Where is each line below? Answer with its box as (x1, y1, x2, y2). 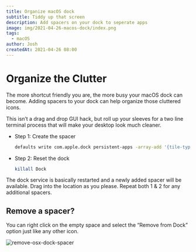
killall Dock (14, 166, 47, 172)
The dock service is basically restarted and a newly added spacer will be (6, 176, 182, 183)
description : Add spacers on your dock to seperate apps (6, 19, 148, 25)
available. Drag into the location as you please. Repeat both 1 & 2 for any (6, 183, 180, 190)
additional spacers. (6, 189, 53, 196)
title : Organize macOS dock (6, 8, 75, 15)
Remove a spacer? (6, 206, 75, 216)
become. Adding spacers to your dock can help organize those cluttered (6, 97, 181, 104)
